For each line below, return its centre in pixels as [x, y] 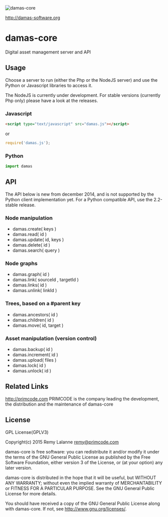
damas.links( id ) [29, 285]
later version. [19, 468]
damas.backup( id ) [32, 349]
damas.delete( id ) [31, 245]
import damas [19, 166]
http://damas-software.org [33, 18]
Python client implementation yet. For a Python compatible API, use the [79, 199]
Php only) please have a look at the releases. [52, 100]
